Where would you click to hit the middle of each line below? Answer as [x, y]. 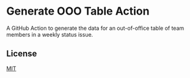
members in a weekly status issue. [50, 34]
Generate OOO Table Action [78, 11]
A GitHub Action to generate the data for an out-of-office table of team [95, 28]
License [22, 54]
